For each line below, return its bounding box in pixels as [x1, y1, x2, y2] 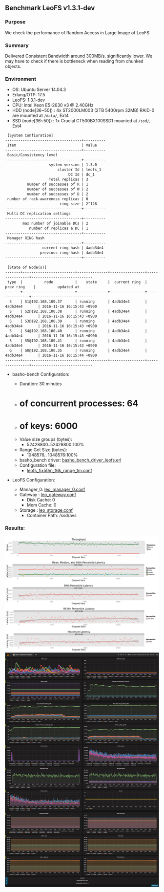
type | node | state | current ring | [7, 280, 147, 285]
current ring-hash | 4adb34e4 [42, 245, 104, 251]
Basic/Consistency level [7, 152, 58, 158]
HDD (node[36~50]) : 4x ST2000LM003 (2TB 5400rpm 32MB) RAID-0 [12, 108, 155, 113]
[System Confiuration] [7, 133, 54, 138]
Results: [5, 525, 25, 532]
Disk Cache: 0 [26, 497, 55, 503]
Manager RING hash [7, 236, 45, 241]
